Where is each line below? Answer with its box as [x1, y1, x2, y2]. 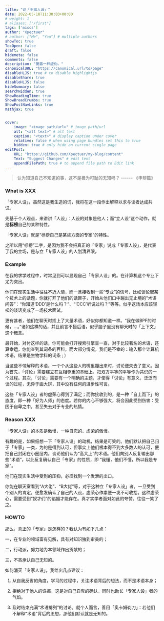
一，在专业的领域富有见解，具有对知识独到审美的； [5, 536, 108, 542]
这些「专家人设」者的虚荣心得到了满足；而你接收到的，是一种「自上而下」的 [5, 391, 159, 398]
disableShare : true [5, 75, 45, 80]
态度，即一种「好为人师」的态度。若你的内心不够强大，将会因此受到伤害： [5, 398, 155, 403]
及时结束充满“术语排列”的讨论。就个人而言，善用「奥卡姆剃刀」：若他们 [12, 604, 155, 610]
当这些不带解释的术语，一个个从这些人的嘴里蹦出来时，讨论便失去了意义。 [5, 363, 155, 369]
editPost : [5, 147, 25, 152]
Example [5, 260, 26, 267]
